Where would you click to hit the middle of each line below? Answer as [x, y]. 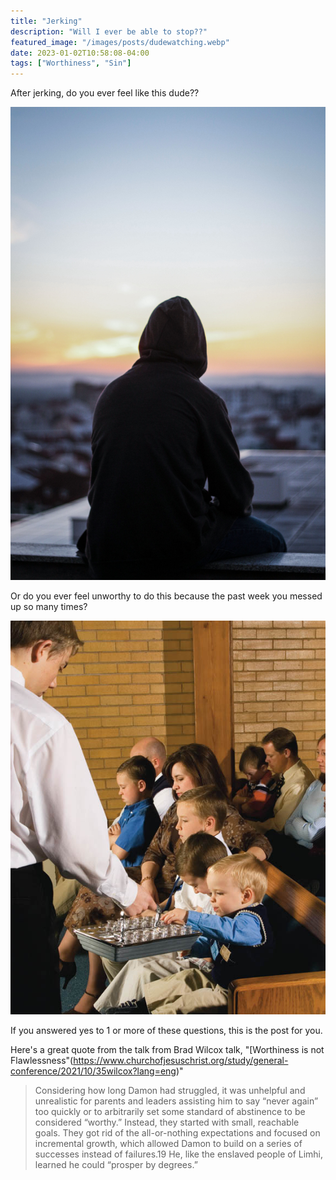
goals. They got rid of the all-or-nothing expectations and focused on [177, 1132]
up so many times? [49, 606]
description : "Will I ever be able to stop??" [109, 31]
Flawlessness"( [42, 1060]
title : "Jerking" [46, 21]
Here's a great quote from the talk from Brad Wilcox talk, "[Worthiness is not [167, 1049]
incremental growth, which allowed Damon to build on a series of [168, 1143]
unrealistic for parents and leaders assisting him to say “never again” [176, 1101]
